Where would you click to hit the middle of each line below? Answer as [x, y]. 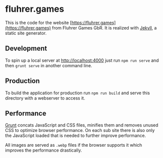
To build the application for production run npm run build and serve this [78, 93]
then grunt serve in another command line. [49, 65]
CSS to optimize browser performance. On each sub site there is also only [80, 131]
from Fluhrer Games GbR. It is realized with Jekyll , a [104, 27]
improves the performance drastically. [43, 150]
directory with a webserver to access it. [45, 98]
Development [26, 48]
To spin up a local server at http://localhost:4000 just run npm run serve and [82, 60]
